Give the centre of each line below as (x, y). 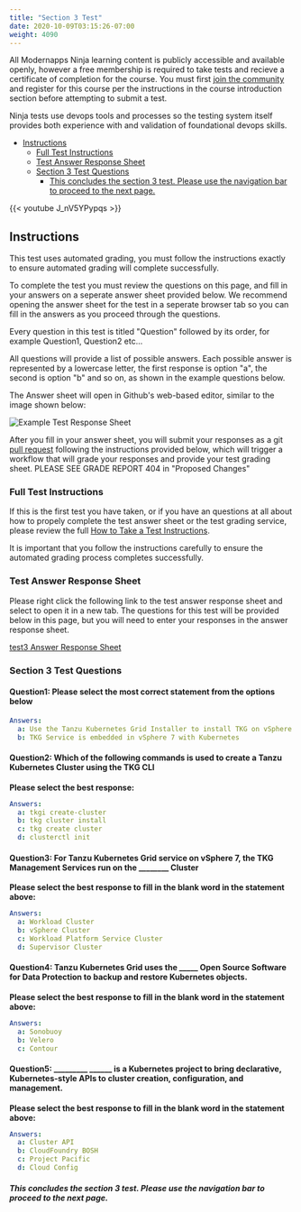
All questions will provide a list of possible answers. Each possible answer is (151, 359)
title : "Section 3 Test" (56, 18)
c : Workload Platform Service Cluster (91, 939)
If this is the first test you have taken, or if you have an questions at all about (151, 511)
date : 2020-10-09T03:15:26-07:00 (72, 26)
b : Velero (36, 1040)
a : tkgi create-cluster (62, 813)
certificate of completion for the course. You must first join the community (147, 79)
